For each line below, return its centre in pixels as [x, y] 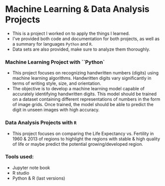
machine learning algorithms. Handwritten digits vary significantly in [82, 78]
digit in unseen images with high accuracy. [56, 110]
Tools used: [20, 157]
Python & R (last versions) [39, 178]
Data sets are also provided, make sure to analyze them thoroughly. [81, 49]
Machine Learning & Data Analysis [77, 9]
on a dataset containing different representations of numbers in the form [86, 99]
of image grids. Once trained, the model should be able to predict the [83, 105]
